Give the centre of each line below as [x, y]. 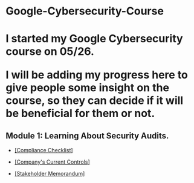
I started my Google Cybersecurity [94, 39]
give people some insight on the [88, 88]
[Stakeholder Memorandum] [50, 174]
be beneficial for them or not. [80, 114]
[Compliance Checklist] [44, 150]
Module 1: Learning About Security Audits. [87, 136]
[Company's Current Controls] [52, 162]
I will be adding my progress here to [97, 75]
